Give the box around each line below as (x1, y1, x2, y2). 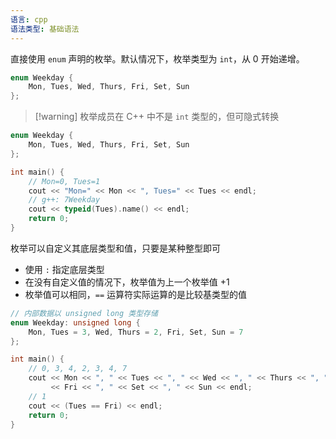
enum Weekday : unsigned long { (10, 317, 141, 328)
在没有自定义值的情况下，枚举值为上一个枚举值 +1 (24, 276, 230, 288)
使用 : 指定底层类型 (24, 263, 105, 275)
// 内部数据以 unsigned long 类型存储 (10, 308, 158, 318)
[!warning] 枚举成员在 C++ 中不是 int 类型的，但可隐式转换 (34, 111, 280, 123)
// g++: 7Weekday (28, 195, 101, 205)
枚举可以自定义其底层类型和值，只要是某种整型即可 (10, 242, 221, 254)
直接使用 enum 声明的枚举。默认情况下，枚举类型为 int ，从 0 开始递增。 (10, 52, 305, 65)
